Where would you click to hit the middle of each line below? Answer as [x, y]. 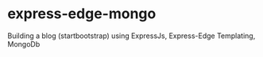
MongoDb [24, 44]
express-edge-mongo [82, 14]
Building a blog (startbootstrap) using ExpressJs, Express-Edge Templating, [131, 36]
